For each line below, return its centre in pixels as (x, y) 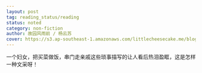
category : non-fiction (35, 28)
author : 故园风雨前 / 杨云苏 (39, 34)
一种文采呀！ (22, 64)
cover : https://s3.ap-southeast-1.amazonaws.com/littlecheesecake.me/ (96, 39)
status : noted (24, 23)
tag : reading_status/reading (43, 17)
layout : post (23, 12)
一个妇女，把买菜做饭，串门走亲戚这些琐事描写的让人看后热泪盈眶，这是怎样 (101, 57)
